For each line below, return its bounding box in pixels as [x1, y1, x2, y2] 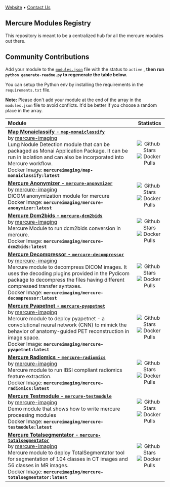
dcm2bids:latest [8, 244, 47, 250]
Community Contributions [5, 53, 90, 62]
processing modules [8, 411, 57, 418]
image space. [8, 334, 40, 341]
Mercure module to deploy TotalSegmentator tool [8, 449, 125, 456]
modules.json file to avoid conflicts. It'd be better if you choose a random [5, 102, 157, 108]
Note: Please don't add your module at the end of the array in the [5, 97, 142, 103]
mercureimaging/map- [44, 167, 93, 173]
